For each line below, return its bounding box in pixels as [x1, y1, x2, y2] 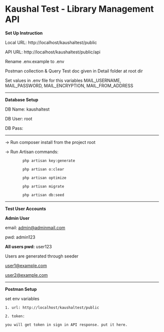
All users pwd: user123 [5, 243, 52, 249]
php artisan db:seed [22, 192, 64, 197]
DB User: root [5, 116, 33, 121]
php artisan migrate [22, 184, 64, 189]
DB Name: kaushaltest [5, 106, 50, 112]
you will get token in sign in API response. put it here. [5, 322, 128, 327]
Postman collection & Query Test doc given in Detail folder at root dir [5, 68, 143, 74]
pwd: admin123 [5, 234, 36, 240]
